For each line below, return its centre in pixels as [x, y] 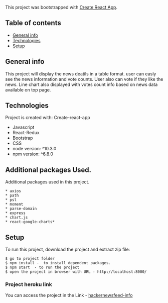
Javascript [23, 127]
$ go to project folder [30, 259]
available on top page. [28, 89]
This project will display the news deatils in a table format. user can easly [81, 74]
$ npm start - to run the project [42, 268]
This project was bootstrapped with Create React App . [61, 7]
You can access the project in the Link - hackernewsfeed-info [69, 295]
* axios [13, 191]
